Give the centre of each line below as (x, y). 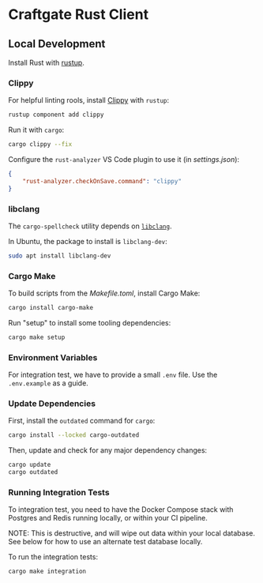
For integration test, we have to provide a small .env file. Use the (113, 375)
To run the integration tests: (53, 557)
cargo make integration (47, 572)
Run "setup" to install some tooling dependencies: (90, 323)
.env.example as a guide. (48, 383)
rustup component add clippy (56, 115)
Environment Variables (53, 357)
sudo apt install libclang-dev (60, 256)
